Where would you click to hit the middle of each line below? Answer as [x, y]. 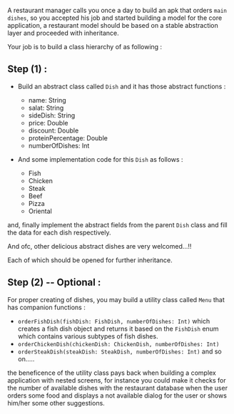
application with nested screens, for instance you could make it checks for [117, 380]
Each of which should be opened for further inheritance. [90, 260]
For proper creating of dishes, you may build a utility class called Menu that [116, 299]
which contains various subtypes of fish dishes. [88, 336]
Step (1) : [27, 69]
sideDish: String [52, 115]
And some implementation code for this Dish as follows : [100, 159]
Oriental [40, 211]
